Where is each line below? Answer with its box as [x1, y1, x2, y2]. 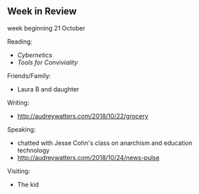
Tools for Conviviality [17, 58, 78, 67]
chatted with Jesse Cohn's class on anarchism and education [17, 139, 193, 147]
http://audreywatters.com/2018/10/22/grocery [17, 112, 149, 120]
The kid [17, 180, 39, 188]
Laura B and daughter [17, 85, 79, 93]
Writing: [7, 98, 30, 107]
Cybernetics [17, 51, 53, 59]
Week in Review [7, 6, 77, 17]
